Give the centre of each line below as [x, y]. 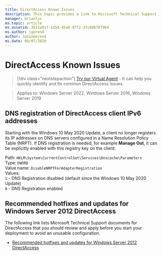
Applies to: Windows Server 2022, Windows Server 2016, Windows [84, 93]
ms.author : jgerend [25, 32]
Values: [13, 173]
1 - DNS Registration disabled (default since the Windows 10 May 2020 [76, 178]
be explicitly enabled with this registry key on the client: [60, 148]
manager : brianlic [23, 18]
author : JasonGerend [26, 37]
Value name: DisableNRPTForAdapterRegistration [54, 168]
